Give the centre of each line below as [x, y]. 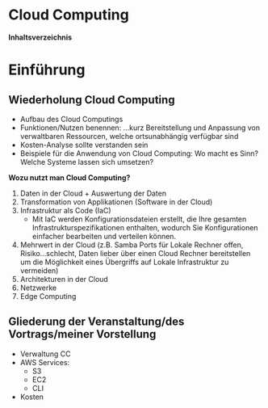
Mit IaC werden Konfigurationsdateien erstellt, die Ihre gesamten [139, 219]
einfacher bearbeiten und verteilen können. [104, 236]
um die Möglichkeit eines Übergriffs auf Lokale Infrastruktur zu [124, 262]
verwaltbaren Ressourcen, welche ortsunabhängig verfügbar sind [129, 136]
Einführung [47, 70]
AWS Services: [45, 362]
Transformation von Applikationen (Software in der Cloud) [116, 202]
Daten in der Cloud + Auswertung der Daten [93, 193]
